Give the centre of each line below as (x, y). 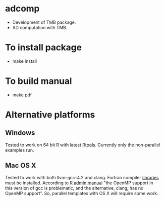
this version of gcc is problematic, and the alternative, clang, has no (74, 188)
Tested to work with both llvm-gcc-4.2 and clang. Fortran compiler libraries (82, 177)
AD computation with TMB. (40, 27)
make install (25, 61)
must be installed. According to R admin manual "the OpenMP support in (79, 183)
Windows (20, 133)
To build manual (39, 81)
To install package (43, 48)
